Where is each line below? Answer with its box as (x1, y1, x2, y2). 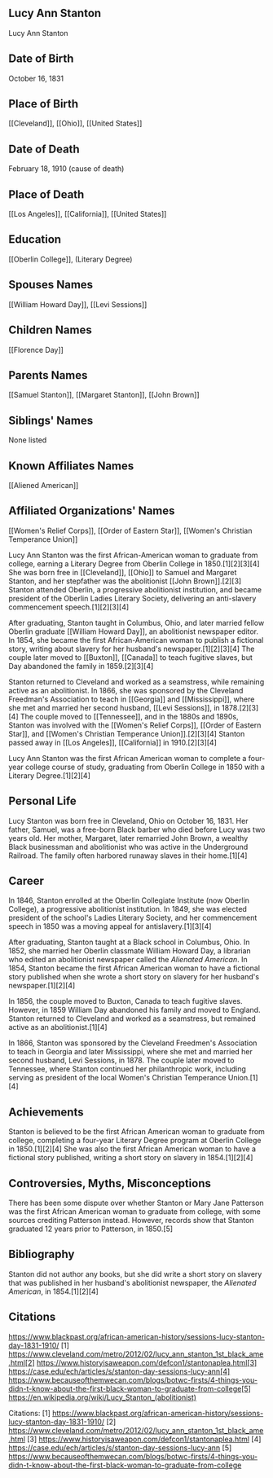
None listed (8, 435, 47, 445)
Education (8, 232, 62, 247)
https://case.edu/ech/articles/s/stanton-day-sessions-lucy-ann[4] (8, 1366, 231, 1376)
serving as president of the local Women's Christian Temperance (8, 1073, 227, 1083)
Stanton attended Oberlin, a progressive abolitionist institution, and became (8, 584, 262, 594)
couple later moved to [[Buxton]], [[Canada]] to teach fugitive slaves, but (8, 652, 253, 662)
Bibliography (8, 1247, 75, 1261)
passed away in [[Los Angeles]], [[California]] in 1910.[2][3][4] (8, 737, 218, 747)
